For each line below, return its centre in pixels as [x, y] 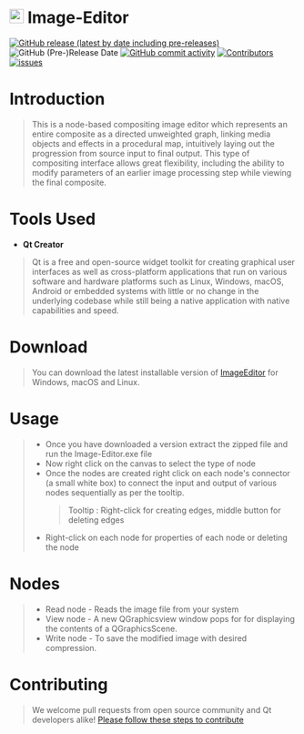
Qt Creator [43, 244]
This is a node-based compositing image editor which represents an [160, 124]
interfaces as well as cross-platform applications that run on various [159, 271]
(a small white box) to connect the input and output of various [161, 483]
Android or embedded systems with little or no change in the [145, 291]
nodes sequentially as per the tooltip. [115, 492]
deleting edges [96, 520]
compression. [71, 647]
